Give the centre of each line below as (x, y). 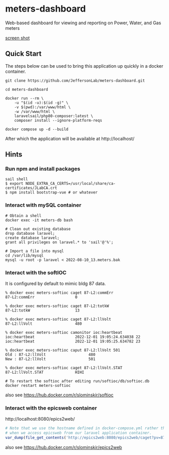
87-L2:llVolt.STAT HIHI (45, 372)
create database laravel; (32, 238)
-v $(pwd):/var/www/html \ (43, 107)
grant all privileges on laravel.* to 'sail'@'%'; (59, 242)
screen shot (18, 38)
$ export (14, 184)
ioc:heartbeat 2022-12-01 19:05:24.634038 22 (73, 337)
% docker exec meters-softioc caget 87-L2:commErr (59, 293)
